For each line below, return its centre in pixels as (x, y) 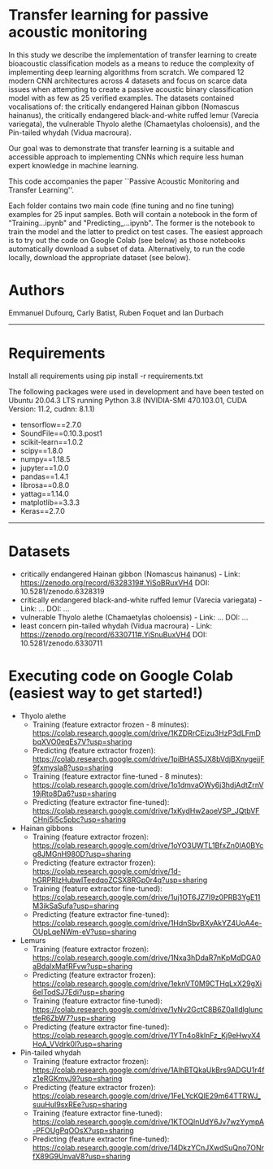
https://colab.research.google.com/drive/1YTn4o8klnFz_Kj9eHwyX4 (147, 1035)
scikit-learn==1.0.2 (52, 441)
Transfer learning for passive (108, 15)
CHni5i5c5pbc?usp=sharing (79, 819)
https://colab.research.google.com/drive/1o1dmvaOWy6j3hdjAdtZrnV (148, 784)
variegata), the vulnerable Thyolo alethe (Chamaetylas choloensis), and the (134, 124)
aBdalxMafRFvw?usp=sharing (82, 966)
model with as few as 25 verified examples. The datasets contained (121, 98)
